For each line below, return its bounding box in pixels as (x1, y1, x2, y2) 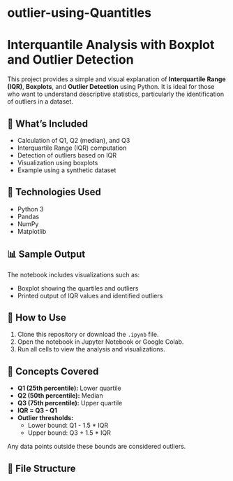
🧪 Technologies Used (7, 186, 101, 198)
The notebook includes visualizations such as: (7, 270, 140, 279)
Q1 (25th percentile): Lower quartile (17, 384, 121, 393)
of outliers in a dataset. (7, 97, 73, 106)
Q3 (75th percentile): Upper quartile (17, 399, 123, 407)
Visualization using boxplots (17, 158, 98, 167)
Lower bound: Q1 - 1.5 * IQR (27, 421, 109, 430)
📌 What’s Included (7, 118, 89, 130)
